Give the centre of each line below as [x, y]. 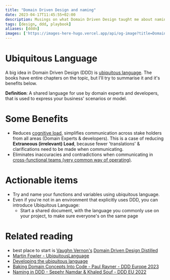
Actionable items [42, 181]
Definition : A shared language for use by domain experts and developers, [82, 93]
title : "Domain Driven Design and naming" [51, 10]
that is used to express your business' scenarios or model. [66, 98]
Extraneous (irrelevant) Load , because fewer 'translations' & [76, 144]
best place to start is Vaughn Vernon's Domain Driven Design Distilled [85, 250]
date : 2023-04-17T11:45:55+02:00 [40, 15]
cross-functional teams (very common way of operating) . [72, 159]
